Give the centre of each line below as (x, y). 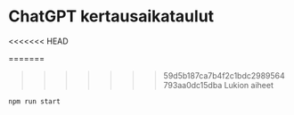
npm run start (35, 101)
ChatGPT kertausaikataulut (111, 16)
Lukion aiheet (249, 85)
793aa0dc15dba (193, 85)
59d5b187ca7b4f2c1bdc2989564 (225, 75)
